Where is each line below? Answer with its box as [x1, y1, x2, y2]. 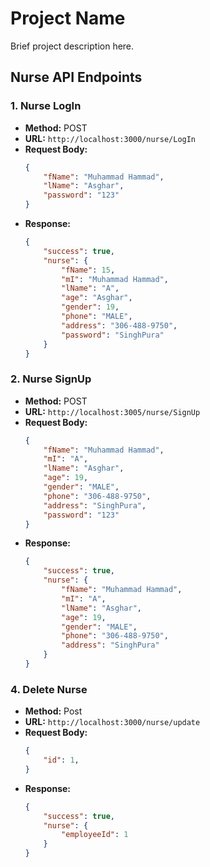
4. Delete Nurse [10, 682, 88, 696]
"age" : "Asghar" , [61, 293, 133, 303]
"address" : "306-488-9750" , [61, 320, 178, 331]
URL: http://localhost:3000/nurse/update [24, 716, 201, 728]
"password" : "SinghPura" [61, 330, 165, 340]
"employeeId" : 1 [61, 830, 129, 840]
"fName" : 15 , [61, 265, 116, 275]
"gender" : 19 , [61, 302, 120, 312]
